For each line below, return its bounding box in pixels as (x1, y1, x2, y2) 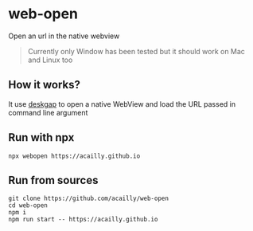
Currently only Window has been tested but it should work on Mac (27, 46, 245, 56)
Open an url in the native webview (8, 31, 120, 41)
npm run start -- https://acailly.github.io (8, 216, 158, 224)
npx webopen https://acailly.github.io (8, 152, 141, 160)
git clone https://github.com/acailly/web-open (8, 194, 169, 203)
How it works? (8, 78, 81, 92)
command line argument (8, 108, 88, 117)
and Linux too (27, 55, 73, 65)
